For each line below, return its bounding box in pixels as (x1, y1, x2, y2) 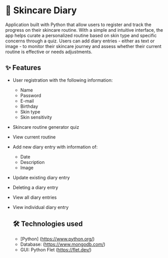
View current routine (12, 134, 56, 140)
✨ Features (5, 63, 41, 72)
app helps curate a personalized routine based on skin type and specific (5, 32, 157, 38)
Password (20, 92, 42, 99)
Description (20, 159, 45, 165)
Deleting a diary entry (12, 184, 59, 191)
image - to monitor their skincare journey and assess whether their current (5, 43, 162, 49)
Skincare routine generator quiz (12, 124, 79, 130)
